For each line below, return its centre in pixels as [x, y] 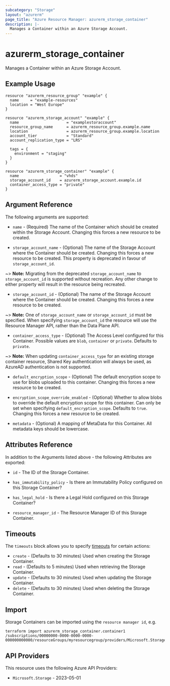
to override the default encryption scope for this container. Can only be [87, 402]
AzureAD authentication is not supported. [48, 367]
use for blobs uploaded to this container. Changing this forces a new [84, 382]
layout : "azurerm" [25, 15]
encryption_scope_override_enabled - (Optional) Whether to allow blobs [87, 397]
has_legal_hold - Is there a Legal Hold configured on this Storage [81, 497]
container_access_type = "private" [47, 184]
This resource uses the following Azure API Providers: [61, 668]
